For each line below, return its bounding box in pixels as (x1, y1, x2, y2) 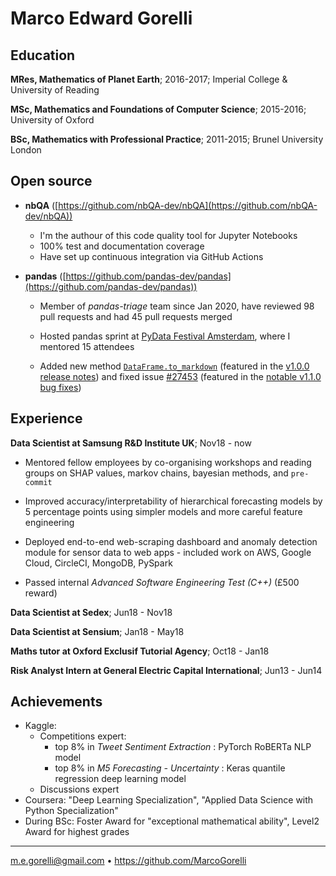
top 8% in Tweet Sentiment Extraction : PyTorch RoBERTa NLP (54, 741, 312, 753)
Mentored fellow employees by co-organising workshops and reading (24, 456, 312, 468)
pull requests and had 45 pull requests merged (39, 310, 233, 322)
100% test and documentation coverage (39, 240, 205, 252)
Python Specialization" (24, 805, 119, 817)
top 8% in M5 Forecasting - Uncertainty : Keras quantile (54, 762, 286, 774)
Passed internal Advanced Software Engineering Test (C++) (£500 (24, 576, 300, 588)
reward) (24, 587, 58, 599)
